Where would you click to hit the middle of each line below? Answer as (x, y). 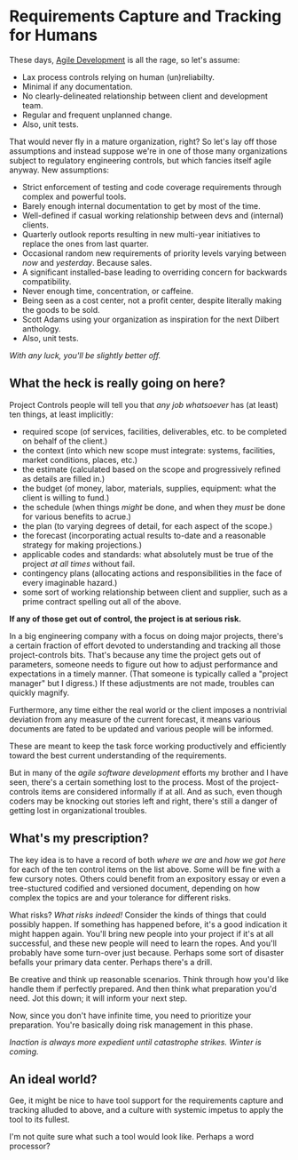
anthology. (41, 328)
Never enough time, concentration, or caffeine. (107, 291)
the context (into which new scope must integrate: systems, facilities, (149, 450)
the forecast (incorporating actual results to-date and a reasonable (144, 535)
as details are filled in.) (63, 478)
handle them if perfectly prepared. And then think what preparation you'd (143, 988)
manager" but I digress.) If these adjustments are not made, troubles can (142, 683)
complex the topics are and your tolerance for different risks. (120, 897)
